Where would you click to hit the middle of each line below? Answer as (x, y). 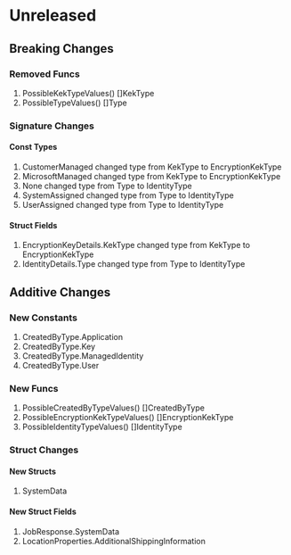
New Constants (44, 318)
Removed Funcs (44, 74)
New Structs (32, 471)
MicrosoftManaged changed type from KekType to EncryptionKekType (151, 176)
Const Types (33, 147)
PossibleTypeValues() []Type (74, 103)
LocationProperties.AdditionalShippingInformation (114, 541)
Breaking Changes (61, 49)
